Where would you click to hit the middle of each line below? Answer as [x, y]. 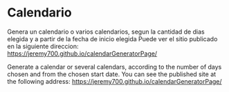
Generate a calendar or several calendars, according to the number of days [114, 67]
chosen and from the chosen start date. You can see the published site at [112, 74]
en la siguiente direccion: [43, 46]
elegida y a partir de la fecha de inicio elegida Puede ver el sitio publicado [112, 38]
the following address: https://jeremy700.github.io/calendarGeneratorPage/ [115, 81]
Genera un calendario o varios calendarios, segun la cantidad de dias [106, 32]
